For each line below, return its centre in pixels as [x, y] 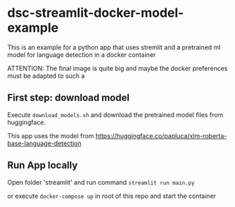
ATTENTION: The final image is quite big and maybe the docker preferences [118, 68]
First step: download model [69, 98]
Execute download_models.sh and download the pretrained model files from [115, 114]
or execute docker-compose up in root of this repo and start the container [112, 196]
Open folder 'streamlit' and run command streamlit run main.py [101, 182]
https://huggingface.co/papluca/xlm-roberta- [161, 135]
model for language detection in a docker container [82, 55]
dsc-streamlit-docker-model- [96, 13]
